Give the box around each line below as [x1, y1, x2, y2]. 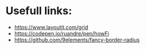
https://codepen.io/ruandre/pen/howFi [14, 30, 109, 37]
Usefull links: [5, 4, 72, 18]
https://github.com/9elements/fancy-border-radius [14, 36, 140, 43]
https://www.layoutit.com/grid [14, 24, 89, 31]
